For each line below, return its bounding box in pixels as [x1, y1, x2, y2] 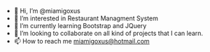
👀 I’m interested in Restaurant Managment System [13, 14, 159, 22]
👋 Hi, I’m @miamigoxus [13, 7, 80, 15]
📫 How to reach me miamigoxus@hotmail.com [13, 37, 150, 45]
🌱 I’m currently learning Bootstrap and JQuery [13, 22, 147, 30]
